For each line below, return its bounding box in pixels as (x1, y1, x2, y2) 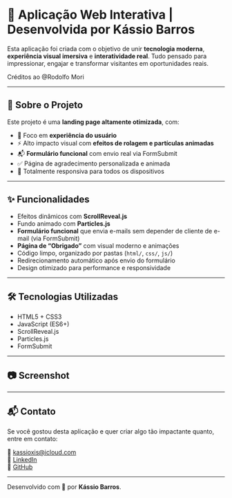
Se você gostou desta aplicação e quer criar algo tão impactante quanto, (7, 427, 215, 436)
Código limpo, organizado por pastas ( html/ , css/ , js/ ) (17, 249, 173, 257)
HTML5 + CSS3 (17, 312, 62, 321)
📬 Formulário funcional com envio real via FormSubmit (17, 149, 177, 157)
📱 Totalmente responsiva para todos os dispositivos (17, 167, 164, 175)
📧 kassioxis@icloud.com (7, 448, 77, 456)
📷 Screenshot (7, 369, 70, 381)
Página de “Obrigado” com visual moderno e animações (17, 241, 180, 249)
